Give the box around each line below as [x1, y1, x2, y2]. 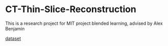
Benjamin [5, 25, 25, 31]
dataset [5, 35, 21, 41]
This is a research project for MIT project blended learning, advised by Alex [5, 20, 163, 26]
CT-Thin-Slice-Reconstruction [5, 4, 137, 15]
